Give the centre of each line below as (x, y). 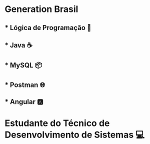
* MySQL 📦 (23, 65)
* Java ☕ (19, 45)
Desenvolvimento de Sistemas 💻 (75, 135)
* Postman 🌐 (25, 85)
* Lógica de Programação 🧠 (48, 28)
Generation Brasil (41, 9)
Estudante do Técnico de (57, 123)
